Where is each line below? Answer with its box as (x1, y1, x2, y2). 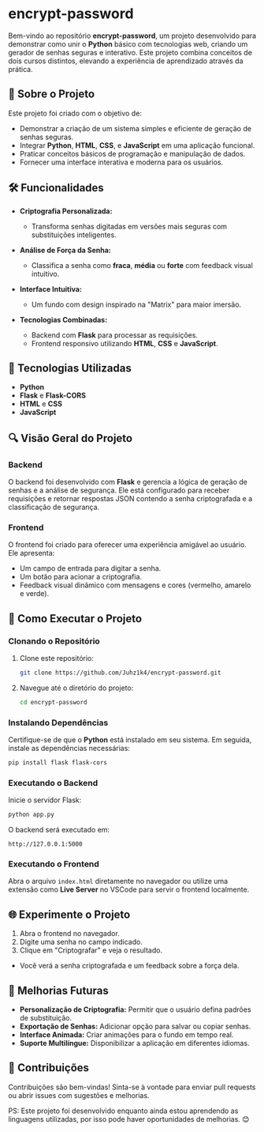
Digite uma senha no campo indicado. (19, 938, 143, 947)
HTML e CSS (19, 399, 63, 409)
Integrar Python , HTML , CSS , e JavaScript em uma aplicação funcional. (19, 140, 255, 150)
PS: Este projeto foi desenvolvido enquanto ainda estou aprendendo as (8, 1106, 239, 1115)
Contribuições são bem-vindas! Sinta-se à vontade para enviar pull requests (8, 1082, 256, 1092)
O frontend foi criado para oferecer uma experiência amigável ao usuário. (8, 540, 247, 549)
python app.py (8, 811, 55, 819)
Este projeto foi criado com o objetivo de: (8, 108, 142, 118)
